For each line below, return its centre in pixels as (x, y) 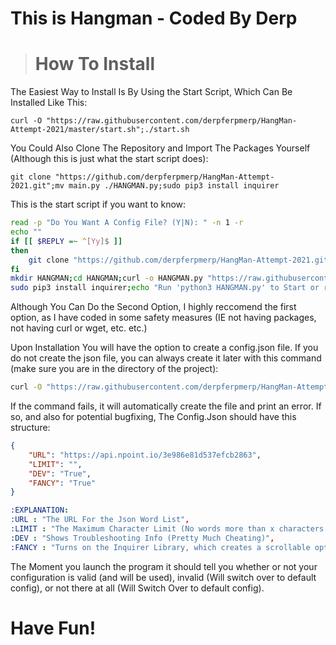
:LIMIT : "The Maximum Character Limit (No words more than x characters (167, 529)
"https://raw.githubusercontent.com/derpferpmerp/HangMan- (172, 121)
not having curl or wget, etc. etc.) (79, 328)
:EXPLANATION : (40, 510)
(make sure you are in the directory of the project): (114, 369)
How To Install (95, 64)
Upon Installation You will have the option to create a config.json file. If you (164, 348)
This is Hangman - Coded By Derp (154, 18)
